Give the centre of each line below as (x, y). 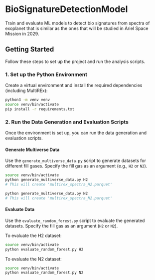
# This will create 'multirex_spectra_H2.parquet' (59, 184)
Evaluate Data (20, 209)
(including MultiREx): (26, 90)
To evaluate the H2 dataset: (33, 235)
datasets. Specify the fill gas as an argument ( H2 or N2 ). (62, 225)
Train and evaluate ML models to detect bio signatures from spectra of (77, 23)
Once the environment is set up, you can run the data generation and (76, 132)
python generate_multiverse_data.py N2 (47, 193)
